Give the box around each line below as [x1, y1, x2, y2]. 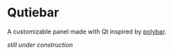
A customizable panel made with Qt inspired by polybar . [7, 27, 167, 36]
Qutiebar [7, 5, 60, 21]
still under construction [7, 40, 73, 49]
